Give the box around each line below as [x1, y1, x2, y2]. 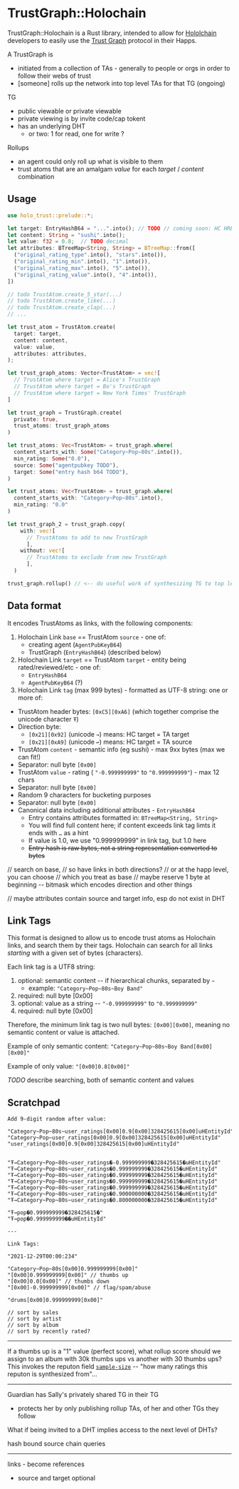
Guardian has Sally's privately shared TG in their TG [7, 1390, 159, 1399]
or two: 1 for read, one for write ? [28, 129, 124, 138]
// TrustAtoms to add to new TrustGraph [26, 534, 148, 541]
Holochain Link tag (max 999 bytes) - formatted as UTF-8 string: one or [17, 685, 228, 694]
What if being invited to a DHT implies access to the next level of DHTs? [7, 1425, 218, 1434]
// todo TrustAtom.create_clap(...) [7, 304, 116, 311]
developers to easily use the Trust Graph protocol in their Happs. [7, 36, 197, 44]
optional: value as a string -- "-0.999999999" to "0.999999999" [17, 999, 198, 1008]
